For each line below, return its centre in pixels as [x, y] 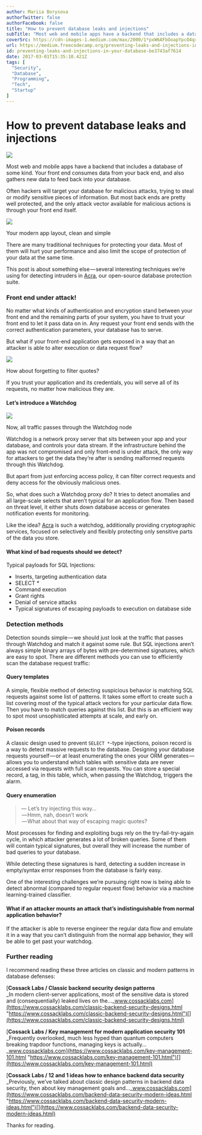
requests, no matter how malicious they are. [61, 388]
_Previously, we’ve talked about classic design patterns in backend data [95, 1081]
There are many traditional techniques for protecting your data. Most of [94, 244]
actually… [135, 1044]
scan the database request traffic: [48, 663]
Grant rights [30, 596]
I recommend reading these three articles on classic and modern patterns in [100, 969]
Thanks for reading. [31, 1125]
